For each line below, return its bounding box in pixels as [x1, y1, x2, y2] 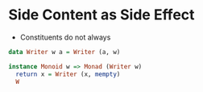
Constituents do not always [19, 32, 111, 42]
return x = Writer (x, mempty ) [15, 70, 121, 78]
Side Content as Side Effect [8, 6, 195, 24]
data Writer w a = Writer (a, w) [8, 48, 121, 56]
